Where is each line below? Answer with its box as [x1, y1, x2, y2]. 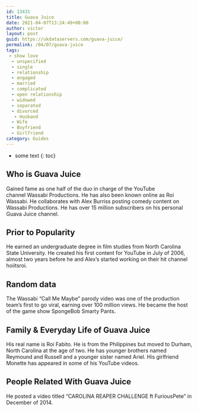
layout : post [6, 31, 39, 37]
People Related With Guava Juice [6, 377, 132, 387]
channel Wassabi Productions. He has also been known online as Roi [6, 191, 174, 198]
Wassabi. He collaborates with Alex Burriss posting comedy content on [6, 197, 180, 205]
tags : [6, 48, 20, 53]
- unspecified [11, 58, 46, 64]
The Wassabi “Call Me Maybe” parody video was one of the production [6, 295, 180, 302]
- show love [8, 53, 39, 59]
